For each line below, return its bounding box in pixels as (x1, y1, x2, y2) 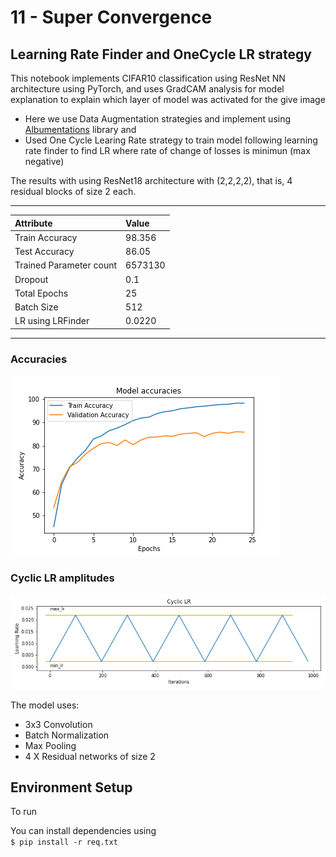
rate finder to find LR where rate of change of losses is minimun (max (24, 145, 311, 156)
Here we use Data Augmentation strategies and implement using (24, 113, 292, 125)
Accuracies (10, 352, 68, 366)
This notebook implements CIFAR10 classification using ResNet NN (10, 72, 286, 84)
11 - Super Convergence (10, 6, 213, 29)
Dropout (14, 273, 49, 285)
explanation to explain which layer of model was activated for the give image (10, 94, 326, 105)
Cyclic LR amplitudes (10, 571, 115, 585)
